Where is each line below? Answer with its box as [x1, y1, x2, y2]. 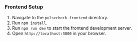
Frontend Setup [4, 3, 43, 10]
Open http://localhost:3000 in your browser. [11, 31, 106, 37]
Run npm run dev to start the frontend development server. [11, 25, 132, 31]
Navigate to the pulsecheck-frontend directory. [11, 15, 108, 21]
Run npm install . [11, 20, 48, 26]
